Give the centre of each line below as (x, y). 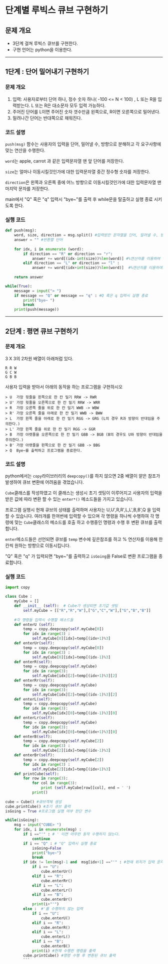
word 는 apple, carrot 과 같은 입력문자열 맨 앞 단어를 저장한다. (65, 161)
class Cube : (19, 597)
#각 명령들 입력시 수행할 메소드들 (44, 620)
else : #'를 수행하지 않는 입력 (53, 909)
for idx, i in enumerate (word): (49, 249)
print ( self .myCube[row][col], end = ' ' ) (86, 788)
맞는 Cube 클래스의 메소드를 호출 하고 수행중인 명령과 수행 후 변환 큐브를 (83, 522)
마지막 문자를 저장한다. (27, 188)
